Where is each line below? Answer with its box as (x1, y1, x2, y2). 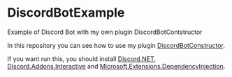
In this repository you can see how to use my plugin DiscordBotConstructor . (7, 41, 226, 49)
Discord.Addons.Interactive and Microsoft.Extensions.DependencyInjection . (7, 62, 226, 70)
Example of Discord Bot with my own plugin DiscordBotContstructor (7, 28, 203, 36)
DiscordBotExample (7, 5, 125, 21)
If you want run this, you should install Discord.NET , (7, 54, 156, 63)
